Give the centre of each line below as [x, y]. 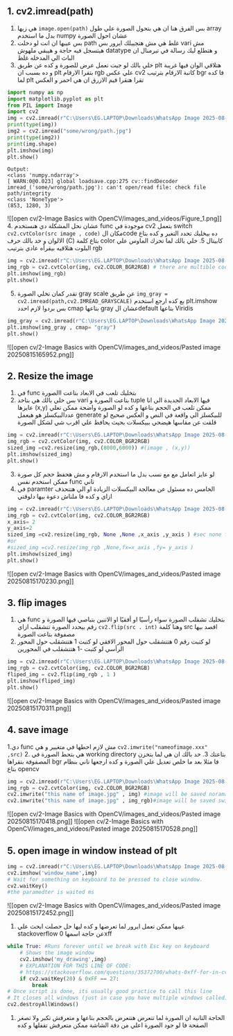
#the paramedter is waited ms [51, 892]
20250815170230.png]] [41, 581]
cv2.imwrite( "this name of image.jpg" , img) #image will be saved [107, 794]
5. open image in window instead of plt [92, 851]
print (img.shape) [32, 144]
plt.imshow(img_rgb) [37, 274]
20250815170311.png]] [39, 708]
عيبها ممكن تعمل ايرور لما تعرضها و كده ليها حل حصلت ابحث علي [101, 926]
